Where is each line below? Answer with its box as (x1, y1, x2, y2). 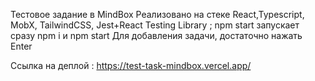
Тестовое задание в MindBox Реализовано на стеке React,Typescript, (10, 9, 305, 20)
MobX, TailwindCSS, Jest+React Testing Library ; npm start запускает (10, 19, 300, 31)
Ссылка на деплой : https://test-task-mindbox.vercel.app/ (10, 60, 252, 71)
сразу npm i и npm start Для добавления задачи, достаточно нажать (10, 30, 303, 41)
